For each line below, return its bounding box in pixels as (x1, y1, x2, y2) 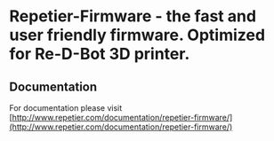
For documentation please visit (9, 103, 123, 113)
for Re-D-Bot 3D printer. (9, 44, 190, 64)
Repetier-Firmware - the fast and (9, 6, 256, 27)
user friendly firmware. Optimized (9, 25, 265, 45)
